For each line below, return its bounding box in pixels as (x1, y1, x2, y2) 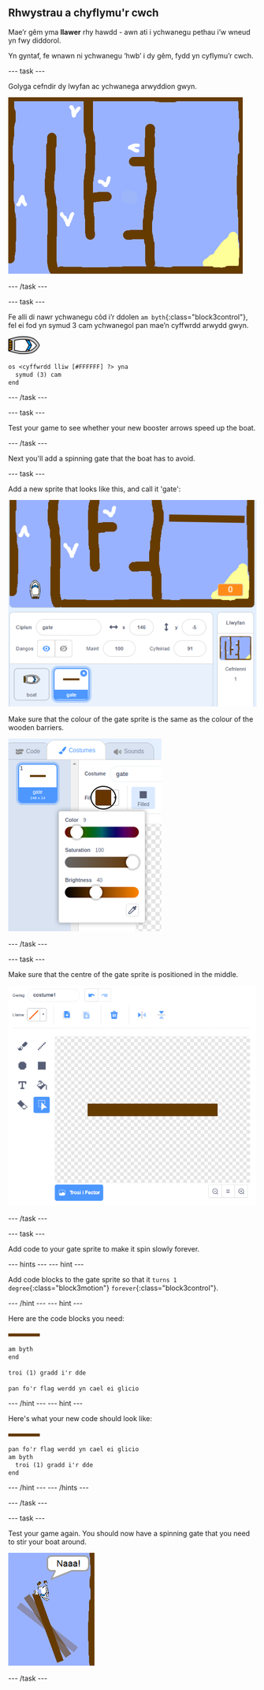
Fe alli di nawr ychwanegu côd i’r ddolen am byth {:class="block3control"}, (8, 312, 248, 322)
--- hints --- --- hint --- (8, 1259, 84, 1269)
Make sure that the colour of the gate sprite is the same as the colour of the (8, 714, 254, 724)
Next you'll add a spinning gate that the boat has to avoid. (8, 453, 195, 463)
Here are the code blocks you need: (8, 1314, 125, 1323)
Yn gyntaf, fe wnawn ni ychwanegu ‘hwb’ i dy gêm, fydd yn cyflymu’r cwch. (8, 50, 254, 60)
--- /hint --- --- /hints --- (8, 1483, 89, 1493)
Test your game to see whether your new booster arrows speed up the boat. (8, 423, 256, 432)
